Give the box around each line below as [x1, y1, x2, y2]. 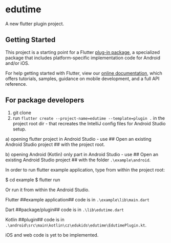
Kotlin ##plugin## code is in [5, 216, 65, 222]
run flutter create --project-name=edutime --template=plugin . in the [12, 115, 165, 121]
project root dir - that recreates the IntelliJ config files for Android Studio [12, 120, 166, 126]
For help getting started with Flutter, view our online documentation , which [5, 70, 163, 76]
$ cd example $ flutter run [5, 176, 60, 183]
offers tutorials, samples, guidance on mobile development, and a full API [5, 76, 160, 82]
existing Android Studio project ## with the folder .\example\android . [5, 157, 151, 163]
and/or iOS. [5, 60, 30, 66]
